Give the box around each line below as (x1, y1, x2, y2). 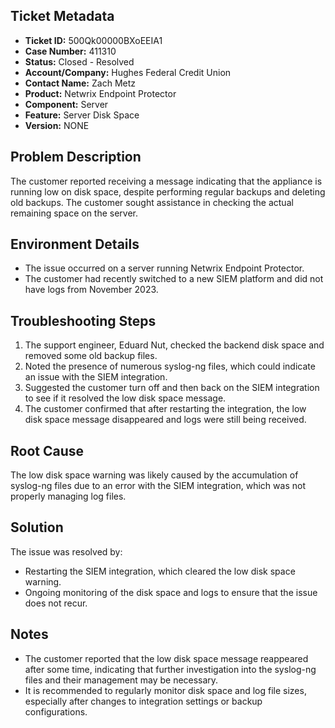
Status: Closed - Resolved (24, 55, 135, 68)
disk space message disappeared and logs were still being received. (24, 414, 307, 426)
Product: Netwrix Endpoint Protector (24, 87, 177, 99)
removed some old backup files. (24, 350, 158, 362)
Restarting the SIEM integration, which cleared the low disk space (24, 565, 296, 577)
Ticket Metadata (10, 8, 115, 25)
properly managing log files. (10, 490, 127, 503)
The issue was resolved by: (10, 545, 123, 558)
